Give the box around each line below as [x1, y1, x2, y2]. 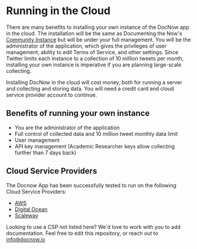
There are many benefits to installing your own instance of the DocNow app [6, 24, 189, 31]
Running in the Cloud [6, 4, 111, 18]
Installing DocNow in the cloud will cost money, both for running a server [6, 78, 182, 86]
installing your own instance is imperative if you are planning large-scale [6, 61, 182, 68]
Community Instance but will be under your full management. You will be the [6, 36, 191, 43]
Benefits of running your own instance [6, 108, 150, 118]
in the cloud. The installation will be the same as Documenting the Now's [6, 29, 182, 36]
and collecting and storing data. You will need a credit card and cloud [6, 85, 175, 92]
